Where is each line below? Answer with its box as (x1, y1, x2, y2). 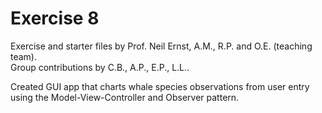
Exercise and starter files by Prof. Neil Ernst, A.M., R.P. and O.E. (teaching (10, 40, 313, 52)
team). (10, 50, 38, 62)
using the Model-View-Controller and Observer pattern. (10, 91, 240, 103)
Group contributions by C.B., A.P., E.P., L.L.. (10, 61, 190, 73)
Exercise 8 (10, 7, 100, 30)
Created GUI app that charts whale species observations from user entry (10, 80, 310, 92)
